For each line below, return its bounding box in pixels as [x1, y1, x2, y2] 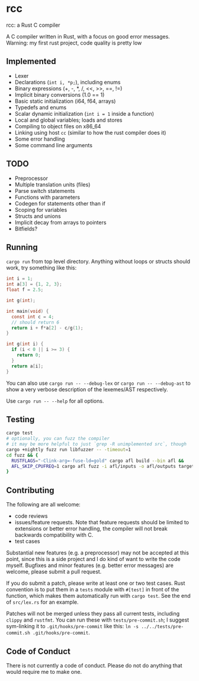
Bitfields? [14, 225, 37, 232]
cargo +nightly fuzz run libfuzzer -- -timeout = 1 [6, 446, 131, 452]
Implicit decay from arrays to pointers [14, 218, 107, 226]
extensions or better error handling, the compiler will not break [14, 525, 168, 533]
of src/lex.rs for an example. [6, 598, 79, 606]
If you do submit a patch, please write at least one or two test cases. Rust [6, 579, 185, 587]
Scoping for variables [14, 206, 68, 213]
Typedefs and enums [14, 103, 67, 111]
